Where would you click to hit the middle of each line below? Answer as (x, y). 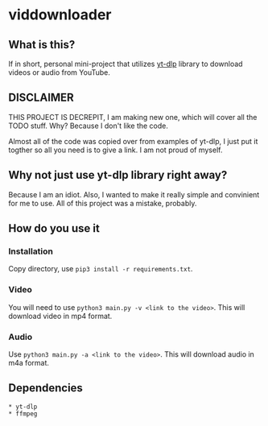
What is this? (42, 45)
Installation (31, 251)
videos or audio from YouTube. (60, 72)
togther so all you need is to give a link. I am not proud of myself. (115, 150)
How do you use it (54, 228)
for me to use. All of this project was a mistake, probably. (103, 203)
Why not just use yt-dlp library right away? (118, 175)
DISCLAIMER (41, 98)
